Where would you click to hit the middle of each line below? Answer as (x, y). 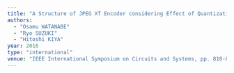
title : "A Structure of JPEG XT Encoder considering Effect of (101, 14)
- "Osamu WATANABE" (42, 26)
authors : (20, 20)
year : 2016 (23, 46)
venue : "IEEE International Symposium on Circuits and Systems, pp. (109, 59)
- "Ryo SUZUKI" (36, 33)
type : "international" (40, 53)
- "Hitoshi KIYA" (39, 40)
